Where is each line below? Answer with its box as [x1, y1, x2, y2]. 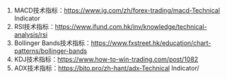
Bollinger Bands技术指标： [13, 39, 92, 47]
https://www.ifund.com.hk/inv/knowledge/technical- [54, 23, 207, 30]
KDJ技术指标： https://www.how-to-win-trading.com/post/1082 [13, 55, 199, 63]
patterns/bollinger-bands [13, 47, 87, 55]
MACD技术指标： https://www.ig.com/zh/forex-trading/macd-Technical [13, 6, 221, 14]
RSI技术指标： [13, 23, 55, 30]
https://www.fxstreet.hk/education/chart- [91, 39, 211, 47]
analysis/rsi [13, 30, 48, 39]
